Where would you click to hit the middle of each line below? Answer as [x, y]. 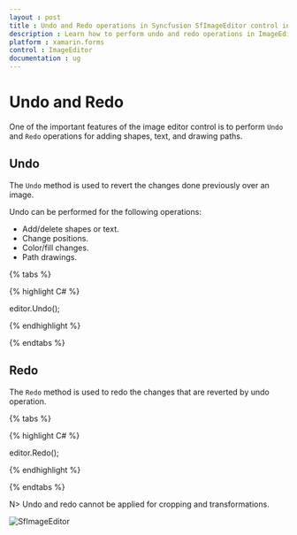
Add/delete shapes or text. [70, 229]
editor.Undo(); [34, 308]
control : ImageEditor [51, 50]
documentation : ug [45, 58]
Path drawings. [49, 256]
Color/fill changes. [55, 248]
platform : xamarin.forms [57, 42]
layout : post [35, 17]
